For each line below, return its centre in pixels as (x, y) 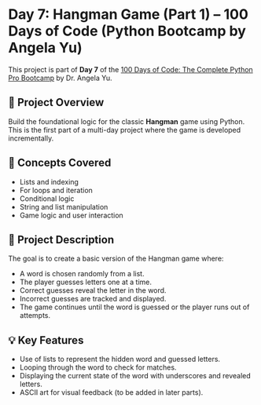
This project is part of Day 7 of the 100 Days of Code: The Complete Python (130, 69)
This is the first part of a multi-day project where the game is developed (125, 130)
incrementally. (31, 138)
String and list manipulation (64, 206)
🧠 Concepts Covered (60, 163)
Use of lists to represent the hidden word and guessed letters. (120, 359)
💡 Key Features (46, 340)
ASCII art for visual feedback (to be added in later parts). (111, 392)
